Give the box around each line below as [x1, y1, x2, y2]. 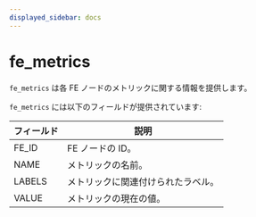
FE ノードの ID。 [66, 142, 136, 154]
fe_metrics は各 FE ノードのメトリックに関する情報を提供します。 [9, 82, 252, 93]
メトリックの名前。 [66, 158, 148, 171]
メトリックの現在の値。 [66, 192, 166, 204]
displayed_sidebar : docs [9, 13, 102, 22]
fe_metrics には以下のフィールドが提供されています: [9, 101, 202, 112]
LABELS [13, 175, 47, 188]
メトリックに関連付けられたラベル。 [66, 175, 219, 188]
